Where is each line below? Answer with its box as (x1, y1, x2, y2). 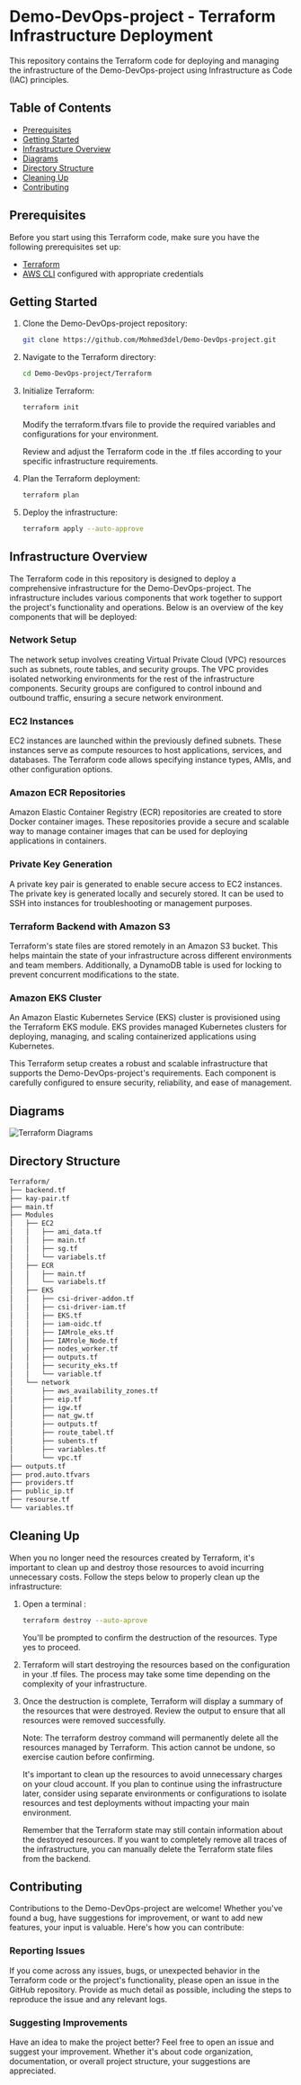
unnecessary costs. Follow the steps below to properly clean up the (9, 1571, 261, 1582)
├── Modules (9, 1210, 54, 1220)
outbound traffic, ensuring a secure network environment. (9, 692, 225, 703)
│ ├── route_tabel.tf (9, 1428, 115, 1437)
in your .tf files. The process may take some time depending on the (22, 1668, 271, 1679)
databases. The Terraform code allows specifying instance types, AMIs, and (9, 754, 292, 766)
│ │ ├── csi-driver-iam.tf (9, 1303, 127, 1312)
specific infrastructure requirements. (22, 456, 159, 466)
